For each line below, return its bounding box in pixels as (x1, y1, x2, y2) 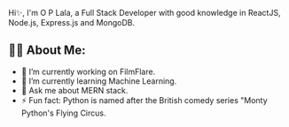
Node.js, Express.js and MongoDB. (8, 18, 136, 27)
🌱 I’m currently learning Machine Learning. (20, 75, 177, 86)
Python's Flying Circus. (20, 108, 106, 118)
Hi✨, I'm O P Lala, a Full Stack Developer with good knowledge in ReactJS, (8, 8, 281, 18)
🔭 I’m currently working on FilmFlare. (20, 66, 156, 77)
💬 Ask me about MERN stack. (20, 85, 129, 95)
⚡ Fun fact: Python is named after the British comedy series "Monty (20, 94, 268, 105)
